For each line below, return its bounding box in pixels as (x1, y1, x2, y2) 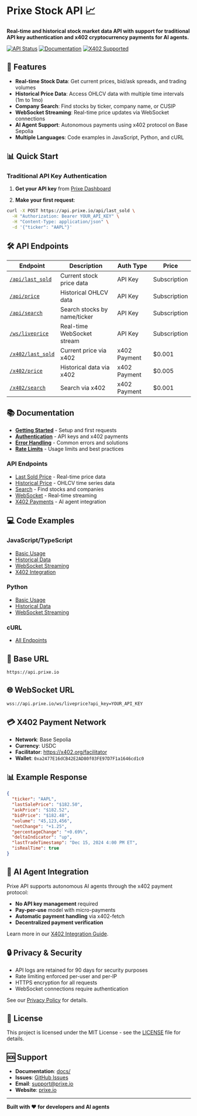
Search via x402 (60, 384, 106, 392)
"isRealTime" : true (12, 845, 60, 852)
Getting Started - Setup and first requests (15, 426, 117, 433)
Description (69, 262, 103, 270)
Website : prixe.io (15, 1087, 57, 1094)
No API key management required (15, 900, 98, 907)
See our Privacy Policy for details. (6, 996, 88, 1003)
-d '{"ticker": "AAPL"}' (12, 225, 72, 230)
